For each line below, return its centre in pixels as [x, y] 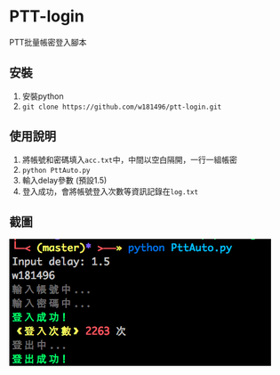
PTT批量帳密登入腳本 [48, 42]
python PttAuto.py [56, 170]
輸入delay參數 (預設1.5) [64, 180]
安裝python [43, 96]
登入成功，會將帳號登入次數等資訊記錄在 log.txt [110, 191]
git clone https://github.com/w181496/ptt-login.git [122, 107]
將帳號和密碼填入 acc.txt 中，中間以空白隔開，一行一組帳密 [129, 159]
